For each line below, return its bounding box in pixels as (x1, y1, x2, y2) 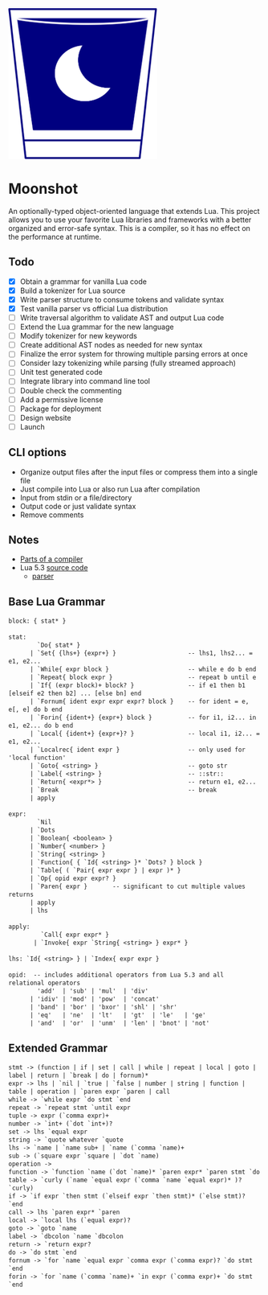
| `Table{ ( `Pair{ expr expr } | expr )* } (29, 866, 181, 875)
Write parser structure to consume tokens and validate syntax (19, 294, 225, 304)
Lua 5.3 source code (19, 563, 88, 573)
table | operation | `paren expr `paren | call (8, 1087, 171, 1096)
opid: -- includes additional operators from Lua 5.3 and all (8, 971, 225, 980)
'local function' (8, 754, 67, 763)
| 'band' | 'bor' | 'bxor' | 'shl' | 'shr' (29, 1003, 178, 1012)
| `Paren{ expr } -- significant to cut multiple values (29, 882, 246, 891)
